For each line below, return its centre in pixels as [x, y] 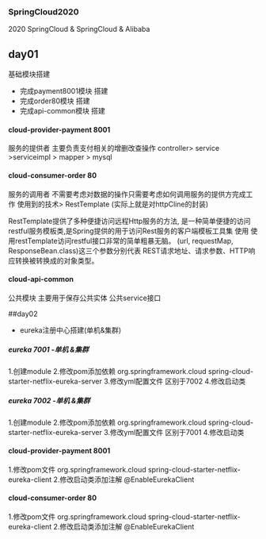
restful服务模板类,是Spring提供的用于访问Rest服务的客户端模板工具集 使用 [129, 231]
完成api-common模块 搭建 [62, 111]
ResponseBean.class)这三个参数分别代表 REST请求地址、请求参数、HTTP [128, 250]
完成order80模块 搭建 [55, 101]
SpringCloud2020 [44, 12]
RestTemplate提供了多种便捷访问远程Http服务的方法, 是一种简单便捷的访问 [129, 221]
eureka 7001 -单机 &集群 [49, 350]
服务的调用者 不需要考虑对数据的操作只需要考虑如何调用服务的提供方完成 [127, 194]
